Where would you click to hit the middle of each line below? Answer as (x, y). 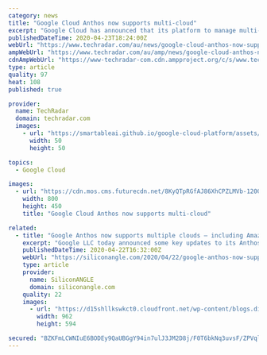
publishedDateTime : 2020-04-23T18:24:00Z (78, 38)
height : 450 (42, 206)
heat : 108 (25, 82)
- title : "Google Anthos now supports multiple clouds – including (130, 235)
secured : (23, 338)
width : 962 (55, 317)
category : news (33, 15)
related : (23, 228)
